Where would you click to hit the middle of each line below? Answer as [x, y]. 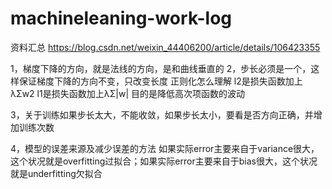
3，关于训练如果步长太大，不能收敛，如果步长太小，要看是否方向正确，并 [162, 114]
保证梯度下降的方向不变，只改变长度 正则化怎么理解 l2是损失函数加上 [160, 81]
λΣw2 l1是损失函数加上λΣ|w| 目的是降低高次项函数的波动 [127, 93]
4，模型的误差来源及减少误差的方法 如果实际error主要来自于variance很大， [165, 148]
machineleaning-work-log [121, 18]
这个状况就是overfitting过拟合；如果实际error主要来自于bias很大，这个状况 [164, 161]
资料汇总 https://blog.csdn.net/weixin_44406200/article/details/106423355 [165, 47]
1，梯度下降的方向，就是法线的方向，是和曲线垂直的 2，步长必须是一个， [161, 68]
